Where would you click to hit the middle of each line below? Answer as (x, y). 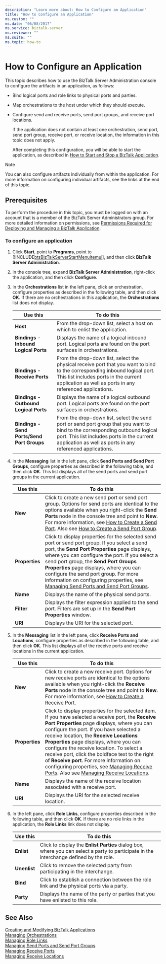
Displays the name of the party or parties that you (97, 893)
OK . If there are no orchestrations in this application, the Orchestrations (86, 297)
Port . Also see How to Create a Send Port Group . (101, 528)
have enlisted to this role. (69, 900)
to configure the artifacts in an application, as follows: (60, 85)
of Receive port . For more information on (93, 760)
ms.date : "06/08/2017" (28, 24)
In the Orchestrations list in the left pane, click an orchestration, (78, 287)
